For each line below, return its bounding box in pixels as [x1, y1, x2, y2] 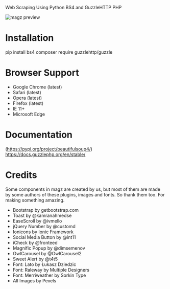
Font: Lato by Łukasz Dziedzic [12, 261, 77, 268]
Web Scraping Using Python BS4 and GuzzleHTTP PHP [5, 5, 122, 10]
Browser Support [5, 67, 79, 79]
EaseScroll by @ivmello [12, 217, 62, 224]
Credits [5, 169, 37, 181]
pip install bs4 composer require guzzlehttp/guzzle [5, 49, 113, 55]
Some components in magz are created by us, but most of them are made [5, 186, 161, 192]
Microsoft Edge [12, 111, 45, 117]
